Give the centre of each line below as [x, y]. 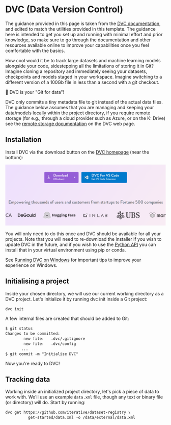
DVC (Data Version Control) [64, 9]
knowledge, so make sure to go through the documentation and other [78, 40]
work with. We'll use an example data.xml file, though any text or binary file [84, 397]
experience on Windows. [31, 265]
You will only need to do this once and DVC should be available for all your [83, 234]
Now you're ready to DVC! [33, 363]
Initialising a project [37, 281]
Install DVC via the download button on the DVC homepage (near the [77, 152]
